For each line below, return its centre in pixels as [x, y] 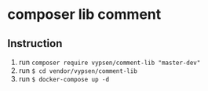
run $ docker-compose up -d [64, 79]
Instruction [35, 44]
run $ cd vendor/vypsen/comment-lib [78, 71]
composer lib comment [84, 15]
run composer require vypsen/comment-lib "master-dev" [109, 62]
